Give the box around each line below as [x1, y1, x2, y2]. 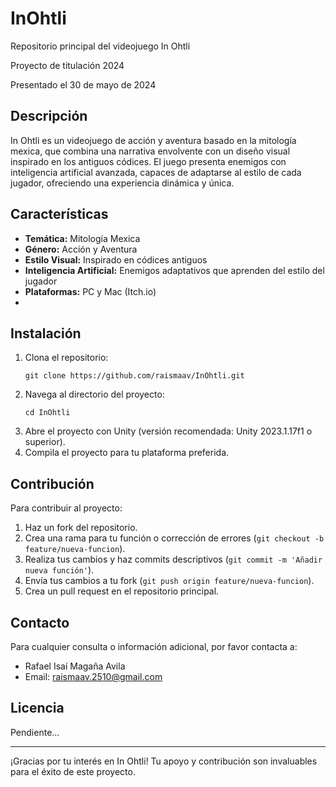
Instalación [10, 325, 82, 342]
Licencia [10, 700, 65, 717]
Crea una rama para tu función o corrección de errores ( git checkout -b [24, 532, 325, 544]
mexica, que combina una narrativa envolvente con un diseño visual [10, 145, 291, 157]
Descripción [10, 108, 88, 125]
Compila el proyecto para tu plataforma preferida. [24, 447, 230, 459]
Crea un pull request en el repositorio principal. [24, 585, 220, 597]
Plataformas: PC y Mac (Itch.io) [24, 285, 157, 297]
